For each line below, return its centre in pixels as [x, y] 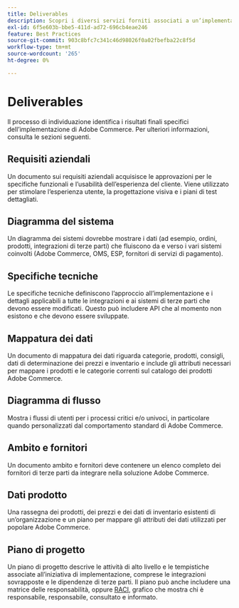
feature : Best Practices [44, 34]
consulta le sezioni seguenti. [49, 137]
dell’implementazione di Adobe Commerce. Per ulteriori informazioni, [108, 129]
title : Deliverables [38, 14]
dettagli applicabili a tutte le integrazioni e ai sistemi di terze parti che [109, 301]
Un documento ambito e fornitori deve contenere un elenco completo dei [114, 465]
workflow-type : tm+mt [39, 47]
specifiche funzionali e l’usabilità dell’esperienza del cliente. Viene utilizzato [118, 184]
